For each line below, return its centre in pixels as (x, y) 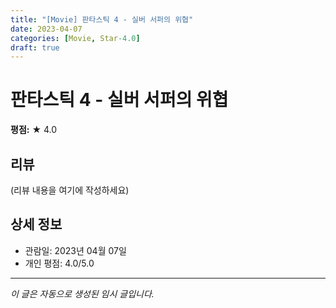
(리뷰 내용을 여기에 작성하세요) (70, 190)
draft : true (35, 47)
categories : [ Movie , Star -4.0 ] (75, 38)
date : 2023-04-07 (46, 29)
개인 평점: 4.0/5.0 (59, 263)
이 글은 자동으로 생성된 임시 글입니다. (82, 293)
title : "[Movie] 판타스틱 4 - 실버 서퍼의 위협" (102, 19)
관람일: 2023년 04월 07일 (75, 250)
